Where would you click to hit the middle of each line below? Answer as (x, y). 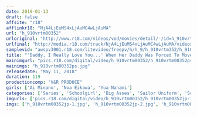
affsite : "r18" (25, 22)
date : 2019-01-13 (27, 11)
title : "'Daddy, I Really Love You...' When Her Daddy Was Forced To (93, 55)
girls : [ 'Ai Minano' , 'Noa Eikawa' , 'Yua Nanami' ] (69, 88)
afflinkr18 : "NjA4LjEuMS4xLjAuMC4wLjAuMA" (59, 28)
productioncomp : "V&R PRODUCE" (44, 83)
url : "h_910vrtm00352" (34, 33)
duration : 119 (23, 77)
